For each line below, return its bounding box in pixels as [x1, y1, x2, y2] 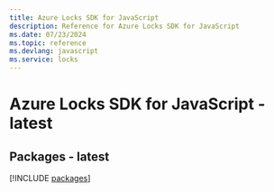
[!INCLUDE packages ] [9, 173, 91, 183]
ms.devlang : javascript [9, 47, 99, 56]
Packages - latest [9, 149, 110, 164]
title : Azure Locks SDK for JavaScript [9, 13, 160, 23]
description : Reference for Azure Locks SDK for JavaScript [9, 22, 241, 31]
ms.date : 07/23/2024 [9, 30, 87, 39]
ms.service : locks [9, 55, 78, 64]
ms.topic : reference [9, 38, 87, 48]
